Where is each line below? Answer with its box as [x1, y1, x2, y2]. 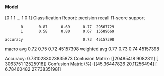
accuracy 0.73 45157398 [5, 38, 114, 42]
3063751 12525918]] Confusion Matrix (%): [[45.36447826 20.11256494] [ [5, 61, 157, 67]
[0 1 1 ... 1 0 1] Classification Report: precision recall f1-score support [5, 15, 145, 21]
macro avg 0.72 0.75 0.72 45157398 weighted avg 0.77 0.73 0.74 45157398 [5, 46, 159, 52]
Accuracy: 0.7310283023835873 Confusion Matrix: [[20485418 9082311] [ [5, 56, 158, 62]
